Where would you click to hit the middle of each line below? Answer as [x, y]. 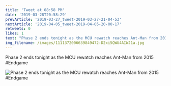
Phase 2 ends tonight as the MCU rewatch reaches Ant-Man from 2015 [80, 57]
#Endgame [17, 62]
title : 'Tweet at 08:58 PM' [35, 10]
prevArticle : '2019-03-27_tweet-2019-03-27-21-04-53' [64, 19]
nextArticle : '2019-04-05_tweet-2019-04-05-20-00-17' [64, 24]
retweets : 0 [18, 29]
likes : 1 [15, 33]
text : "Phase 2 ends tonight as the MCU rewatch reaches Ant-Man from [82, 38]
